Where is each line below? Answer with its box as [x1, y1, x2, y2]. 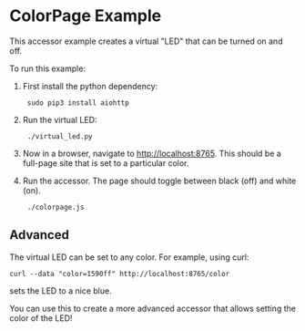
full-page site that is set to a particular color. [22, 157, 189, 169]
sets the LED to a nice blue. [9, 284, 112, 296]
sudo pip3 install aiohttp [26, 98, 129, 108]
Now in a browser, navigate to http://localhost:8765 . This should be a [22, 148, 282, 159]
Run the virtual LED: [22, 114, 97, 125]
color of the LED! [9, 312, 73, 324]
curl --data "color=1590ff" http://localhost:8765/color [9, 269, 230, 278]
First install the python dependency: [22, 80, 158, 91]
